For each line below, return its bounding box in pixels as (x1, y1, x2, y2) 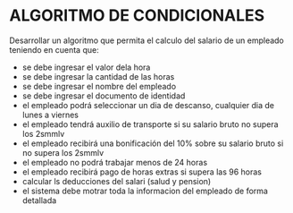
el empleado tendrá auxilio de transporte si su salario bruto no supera (21, 118, 279, 130)
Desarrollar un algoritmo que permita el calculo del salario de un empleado (9, 35, 284, 46)
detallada (21, 194, 57, 206)
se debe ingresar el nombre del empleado (21, 81, 177, 91)
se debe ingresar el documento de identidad (21, 90, 186, 101)
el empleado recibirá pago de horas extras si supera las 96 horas (21, 166, 262, 177)
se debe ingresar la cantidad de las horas (21, 71, 175, 81)
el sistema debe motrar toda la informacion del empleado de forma (21, 185, 268, 196)
